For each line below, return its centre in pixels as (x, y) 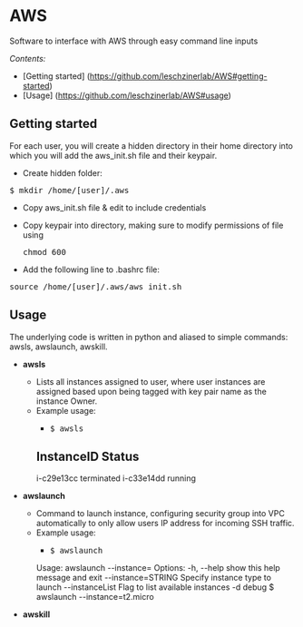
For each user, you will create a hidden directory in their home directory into (151, 145)
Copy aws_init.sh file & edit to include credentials (114, 207)
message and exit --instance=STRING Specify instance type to (154, 578)
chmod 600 (44, 252)
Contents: (28, 58)
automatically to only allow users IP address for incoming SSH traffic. (165, 524)
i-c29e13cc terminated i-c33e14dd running (116, 478)
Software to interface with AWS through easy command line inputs (134, 41)
